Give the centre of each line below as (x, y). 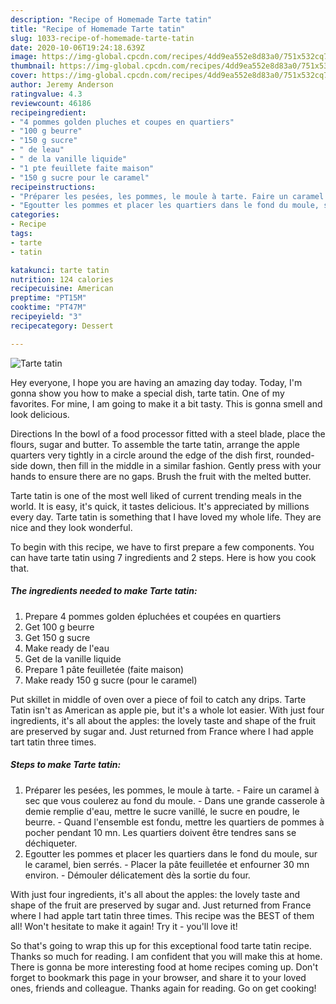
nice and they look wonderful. (71, 527)
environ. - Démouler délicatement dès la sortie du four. (137, 875)
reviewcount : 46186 (51, 103)
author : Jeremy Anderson (62, 85)
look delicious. (40, 414)
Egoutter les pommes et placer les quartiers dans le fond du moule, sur (171, 853)
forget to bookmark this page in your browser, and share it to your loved (158, 977)
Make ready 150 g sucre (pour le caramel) (111, 680)
